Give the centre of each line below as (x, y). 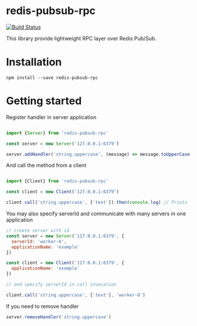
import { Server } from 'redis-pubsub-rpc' (57, 133)
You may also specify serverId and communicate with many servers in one (96, 214)
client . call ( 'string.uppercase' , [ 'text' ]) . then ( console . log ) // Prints (97, 203)
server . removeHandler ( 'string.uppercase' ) (59, 317)
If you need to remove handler (43, 306)
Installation (34, 62)
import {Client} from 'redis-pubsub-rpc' (57, 181)
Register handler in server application (51, 117)
